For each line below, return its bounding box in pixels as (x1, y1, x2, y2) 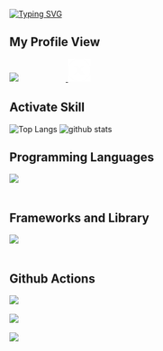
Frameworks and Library (9, 210, 150, 225)
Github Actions (9, 271, 96, 286)
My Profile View (9, 34, 101, 49)
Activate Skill (9, 100, 86, 115)
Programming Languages (9, 149, 155, 166)
